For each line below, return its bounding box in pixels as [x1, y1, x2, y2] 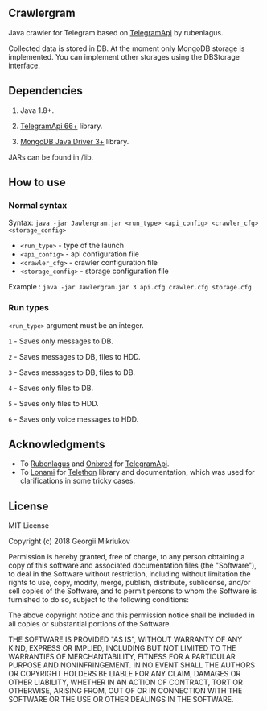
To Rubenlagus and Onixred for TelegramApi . [19, 459, 170, 468]
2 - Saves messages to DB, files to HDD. [8, 351, 141, 361]
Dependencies [8, 84, 83, 98]
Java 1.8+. [19, 105, 55, 115]
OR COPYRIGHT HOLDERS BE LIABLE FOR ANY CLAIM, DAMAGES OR [8, 669, 241, 679]
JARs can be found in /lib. [8, 152, 94, 162]
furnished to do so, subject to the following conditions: [8, 595, 189, 605]
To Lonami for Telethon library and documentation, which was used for [19, 468, 255, 477]
